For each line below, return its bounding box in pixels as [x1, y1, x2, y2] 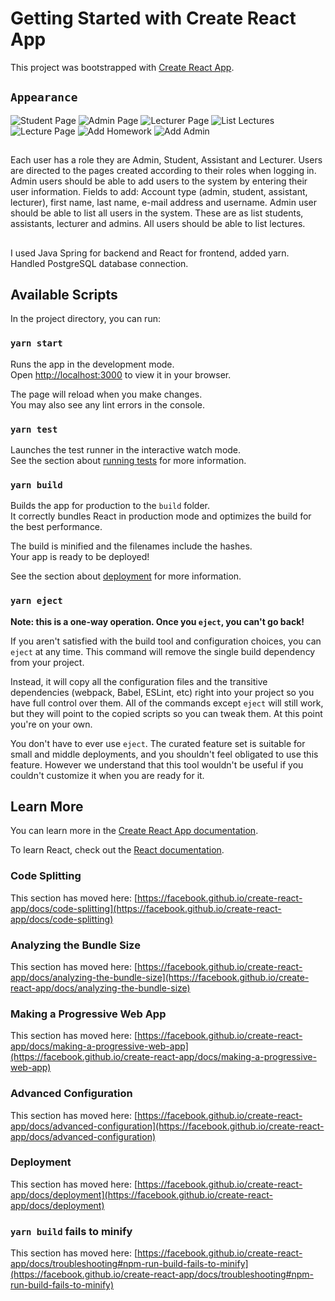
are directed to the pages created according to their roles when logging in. [10, 165, 317, 177]
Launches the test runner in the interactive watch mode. [10, 443, 242, 456]
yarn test [10, 423, 58, 435]
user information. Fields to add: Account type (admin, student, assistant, [10, 186, 308, 198]
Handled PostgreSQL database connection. [10, 257, 189, 269]
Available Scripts [10, 286, 118, 303]
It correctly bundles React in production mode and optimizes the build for [10, 510, 312, 522]
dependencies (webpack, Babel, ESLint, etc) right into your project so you [10, 686, 315, 698]
